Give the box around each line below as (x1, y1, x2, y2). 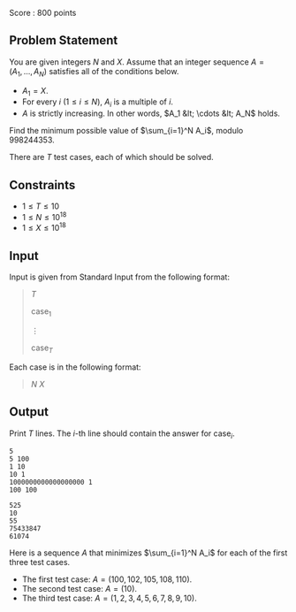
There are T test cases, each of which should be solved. (9, 152, 214, 163)
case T (30, 342, 53, 355)
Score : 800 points (9, 8, 77, 18)
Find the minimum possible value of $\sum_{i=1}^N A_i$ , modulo (9, 126, 244, 136)
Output (9, 404, 49, 419)
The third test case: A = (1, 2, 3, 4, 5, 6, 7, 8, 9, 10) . (21, 593, 197, 604)
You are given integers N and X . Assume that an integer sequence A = (9, 57, 265, 67)
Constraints (9, 177, 76, 193)
